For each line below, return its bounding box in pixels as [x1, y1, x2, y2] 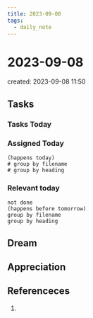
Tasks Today [7, 119, 51, 129]
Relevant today [7, 183, 60, 193]
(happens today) [7, 154, 55, 161]
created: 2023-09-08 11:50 [7, 77, 86, 86]
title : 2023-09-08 [7, 10, 61, 18]
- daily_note [13, 23, 52, 30]
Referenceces [7, 285, 70, 297]
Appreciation [7, 261, 66, 273]
